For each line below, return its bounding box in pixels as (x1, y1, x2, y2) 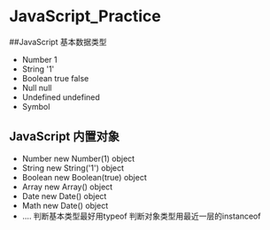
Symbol (21, 101, 50, 111)
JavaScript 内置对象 (9, 129, 120, 144)
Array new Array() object (21, 181, 113, 192)
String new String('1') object (21, 162, 125, 173)
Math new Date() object (21, 200, 109, 211)
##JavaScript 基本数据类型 (9, 36, 107, 47)
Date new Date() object (21, 190, 107, 201)
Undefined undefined (21, 91, 100, 103)
